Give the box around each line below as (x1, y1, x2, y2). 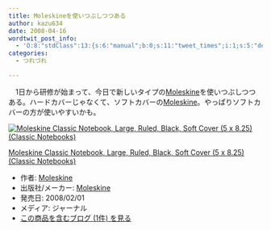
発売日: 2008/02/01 (19, 193, 85, 203)
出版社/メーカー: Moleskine (19, 182, 111, 192)
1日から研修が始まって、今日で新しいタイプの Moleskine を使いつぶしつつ (15, 86, 256, 97)
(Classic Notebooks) (8, 156, 77, 165)
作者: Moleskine (19, 173, 73, 182)
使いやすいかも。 (43, 107, 101, 117)
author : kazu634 (8, 19, 63, 27)
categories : (8, 49, 48, 57)
